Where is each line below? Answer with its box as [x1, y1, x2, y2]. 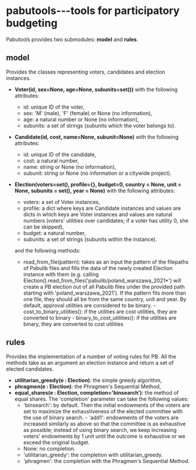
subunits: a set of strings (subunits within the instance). [23, 236, 157, 243]
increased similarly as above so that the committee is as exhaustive [23, 420, 186, 427]
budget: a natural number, [23, 229, 86, 236]
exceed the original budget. [23, 438, 90, 445]
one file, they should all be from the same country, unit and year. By [23, 295, 187, 302]
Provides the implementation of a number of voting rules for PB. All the [6, 352, 177, 360]
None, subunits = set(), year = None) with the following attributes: [14, 187, 176, 194]
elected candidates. [6, 365, 54, 372]
